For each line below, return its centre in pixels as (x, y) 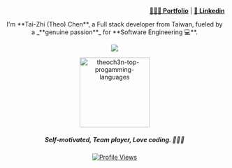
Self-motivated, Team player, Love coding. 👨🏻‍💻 (115, 139)
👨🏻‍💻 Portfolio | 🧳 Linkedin (187, 11)
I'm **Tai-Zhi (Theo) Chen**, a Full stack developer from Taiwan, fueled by (115, 24)
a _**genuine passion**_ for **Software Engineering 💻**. (115, 32)
